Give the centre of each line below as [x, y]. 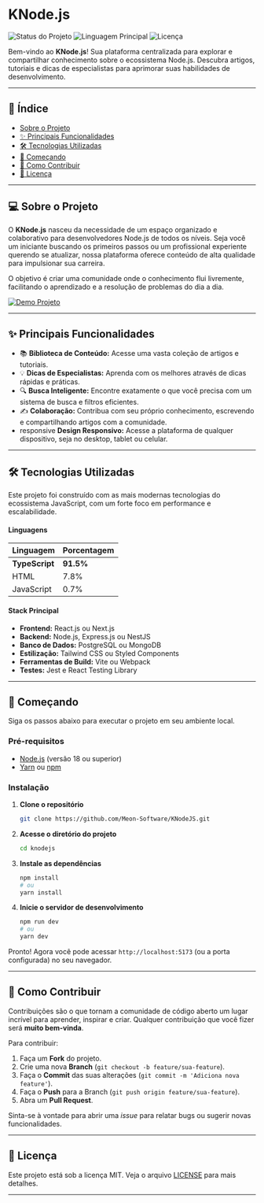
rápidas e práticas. [49, 382]
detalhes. [23, 1183]
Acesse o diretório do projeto [68, 834]
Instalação [29, 787]
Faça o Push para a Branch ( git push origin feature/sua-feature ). [130, 1091]
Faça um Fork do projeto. [60, 1058]
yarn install [41, 892]
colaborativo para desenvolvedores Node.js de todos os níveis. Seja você [127, 238]
